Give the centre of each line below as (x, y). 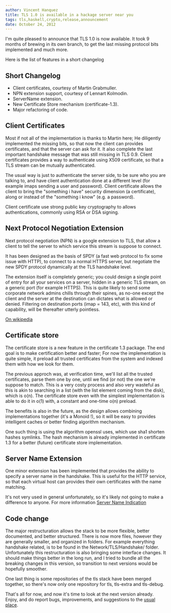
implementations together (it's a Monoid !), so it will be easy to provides (80, 416)
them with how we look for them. (40, 364)
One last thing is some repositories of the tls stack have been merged (78, 579)
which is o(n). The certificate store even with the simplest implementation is (85, 395)
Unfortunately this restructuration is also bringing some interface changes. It (86, 553)
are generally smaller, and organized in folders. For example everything (80, 542)
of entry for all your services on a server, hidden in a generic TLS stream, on (86, 282)
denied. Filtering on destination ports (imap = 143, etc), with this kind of (80, 304)
